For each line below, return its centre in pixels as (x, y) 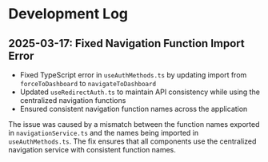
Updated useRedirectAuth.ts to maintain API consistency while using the (140, 92)
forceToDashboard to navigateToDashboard (88, 83)
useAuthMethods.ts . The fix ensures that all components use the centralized (132, 141)
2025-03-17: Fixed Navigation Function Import (127, 43)
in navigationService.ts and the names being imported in (104, 133)
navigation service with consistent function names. (92, 150)
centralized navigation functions (73, 100)
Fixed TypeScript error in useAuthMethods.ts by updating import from (133, 75)
